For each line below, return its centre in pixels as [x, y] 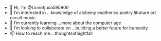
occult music [22, 18]
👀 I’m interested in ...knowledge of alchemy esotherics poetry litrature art [83, 13]
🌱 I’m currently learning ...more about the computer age [65, 23]
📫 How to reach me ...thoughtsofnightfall [51, 33]
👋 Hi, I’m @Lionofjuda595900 [39, 7]
